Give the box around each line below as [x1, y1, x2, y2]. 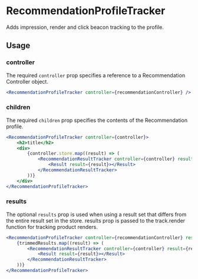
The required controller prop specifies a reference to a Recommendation [6, 72, 186, 79]
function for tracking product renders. [6, 223, 98, 230]
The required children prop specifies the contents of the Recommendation [6, 117, 188, 124]
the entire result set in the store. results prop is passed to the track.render [6, 217, 186, 224]
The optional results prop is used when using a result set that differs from [6, 211, 187, 218]
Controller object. [6, 78, 49, 85]
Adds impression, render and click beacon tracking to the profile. [6, 24, 164, 31]
